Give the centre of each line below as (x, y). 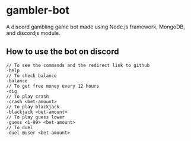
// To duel (20, 127)
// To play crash (28, 96)
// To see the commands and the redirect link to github (78, 65)
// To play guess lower (36, 117)
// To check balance (32, 76)
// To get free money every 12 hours (53, 86)
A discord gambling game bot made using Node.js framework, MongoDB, (95, 27)
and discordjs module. (33, 33)
